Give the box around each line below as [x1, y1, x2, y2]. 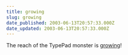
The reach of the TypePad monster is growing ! [6, 42, 122, 49]
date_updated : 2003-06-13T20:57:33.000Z [6, 25, 110, 32]
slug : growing [6, 14, 42, 20]
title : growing [6, 8, 45, 15]
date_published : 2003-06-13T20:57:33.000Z [6, 20, 115, 26]
